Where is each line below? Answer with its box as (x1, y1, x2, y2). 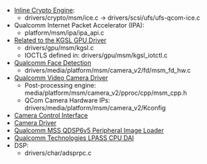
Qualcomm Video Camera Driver (13, 74, 108, 82)
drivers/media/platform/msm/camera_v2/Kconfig (24, 104, 166, 112)
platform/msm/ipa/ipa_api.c (24, 28, 104, 37)
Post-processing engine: (24, 81, 96, 89)
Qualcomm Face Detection (13, 59, 92, 66)
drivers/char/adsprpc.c (24, 148, 92, 157)
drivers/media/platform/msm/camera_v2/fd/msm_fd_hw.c (24, 66, 192, 74)
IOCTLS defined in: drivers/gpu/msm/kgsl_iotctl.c (24, 51, 168, 59)
